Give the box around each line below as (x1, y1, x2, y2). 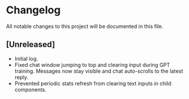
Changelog (6, 3, 61, 17)
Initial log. (14, 55, 38, 62)
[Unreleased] (6, 40, 56, 49)
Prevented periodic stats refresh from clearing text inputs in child (14, 80, 171, 87)
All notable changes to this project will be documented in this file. (6, 23, 164, 30)
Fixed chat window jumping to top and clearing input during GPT (14, 61, 170, 68)
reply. (14, 73, 29, 80)
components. (14, 86, 47, 93)
